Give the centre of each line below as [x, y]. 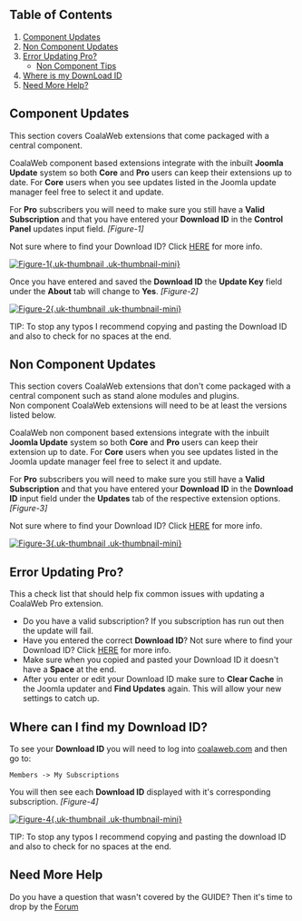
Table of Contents [61, 15]
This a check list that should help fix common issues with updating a [137, 594]
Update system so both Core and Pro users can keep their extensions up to [151, 173]
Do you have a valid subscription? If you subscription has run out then [153, 621]
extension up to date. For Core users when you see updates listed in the [144, 452]
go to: [20, 758]
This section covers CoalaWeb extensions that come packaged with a [139, 135]
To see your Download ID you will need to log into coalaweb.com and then [148, 749]
